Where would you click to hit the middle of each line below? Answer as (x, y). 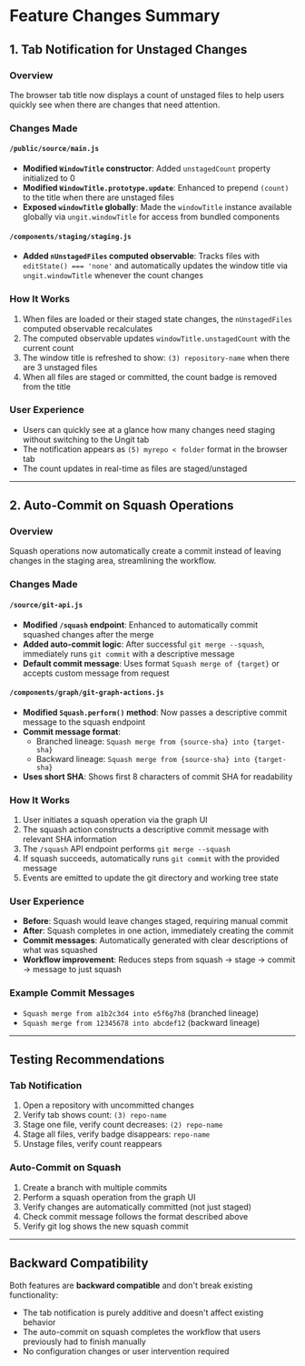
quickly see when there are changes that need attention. (115, 105)
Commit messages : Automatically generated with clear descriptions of (155, 940)
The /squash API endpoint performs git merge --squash (127, 849)
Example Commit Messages (72, 993)
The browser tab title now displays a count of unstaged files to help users (147, 95)
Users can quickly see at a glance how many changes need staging (148, 429)
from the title (46, 387)
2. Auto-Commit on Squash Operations (122, 506)
